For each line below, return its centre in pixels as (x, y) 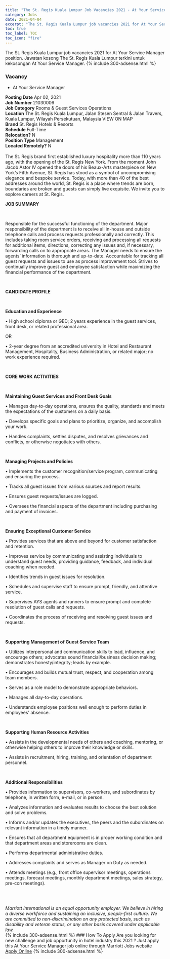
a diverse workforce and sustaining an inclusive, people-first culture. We (81, 914)
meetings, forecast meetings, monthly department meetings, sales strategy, (84, 878)
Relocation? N (20, 135)
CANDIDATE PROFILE (28, 292)
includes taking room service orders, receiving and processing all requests (83, 240)
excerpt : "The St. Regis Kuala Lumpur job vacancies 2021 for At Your (81, 24)
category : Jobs (21, 15)
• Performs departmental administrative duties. (54, 853)
